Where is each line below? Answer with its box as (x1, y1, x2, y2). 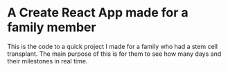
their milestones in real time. (7, 57, 88, 65)
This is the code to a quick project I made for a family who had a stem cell (7, 42, 218, 50)
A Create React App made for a (7, 5, 188, 21)
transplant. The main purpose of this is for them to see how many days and (7, 50, 222, 58)
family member (7, 19, 96, 35)
